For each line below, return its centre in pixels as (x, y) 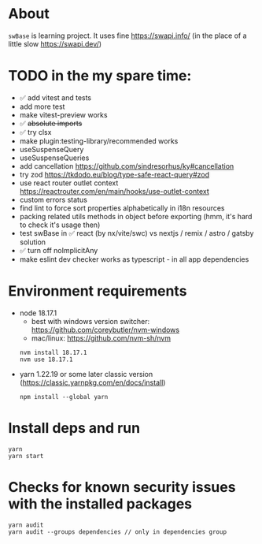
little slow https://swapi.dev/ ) (55, 43)
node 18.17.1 (38, 313)
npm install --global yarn (64, 397)
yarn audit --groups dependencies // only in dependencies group (117, 532)
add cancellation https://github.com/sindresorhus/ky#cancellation (127, 166)
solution (32, 242)
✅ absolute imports (51, 123)
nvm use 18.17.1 (46, 360)
